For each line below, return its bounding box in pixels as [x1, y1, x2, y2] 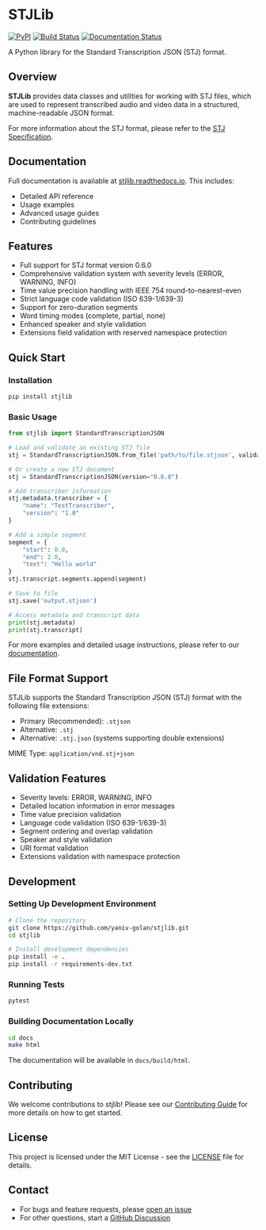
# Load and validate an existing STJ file [8, 444, 150, 452]
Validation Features [8, 772, 107, 785]
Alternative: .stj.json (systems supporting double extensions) [19, 734, 225, 743]
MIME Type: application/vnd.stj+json [8, 749, 135, 758]
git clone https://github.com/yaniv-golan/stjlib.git [8, 924, 190, 932]
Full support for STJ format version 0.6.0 [19, 260, 152, 270]
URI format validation [19, 843, 89, 853]
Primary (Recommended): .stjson [19, 716, 131, 726]
